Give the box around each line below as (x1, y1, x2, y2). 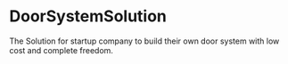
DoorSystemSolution (9, 6, 168, 27)
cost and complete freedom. (9, 44, 114, 55)
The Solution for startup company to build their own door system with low (9, 36, 280, 46)
